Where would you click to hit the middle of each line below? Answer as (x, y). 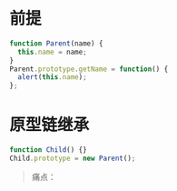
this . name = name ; (53, 52)
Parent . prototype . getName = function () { (89, 69)
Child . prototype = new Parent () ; (73, 158)
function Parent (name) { (56, 43)
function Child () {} (49, 150)
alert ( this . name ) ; (53, 77)
